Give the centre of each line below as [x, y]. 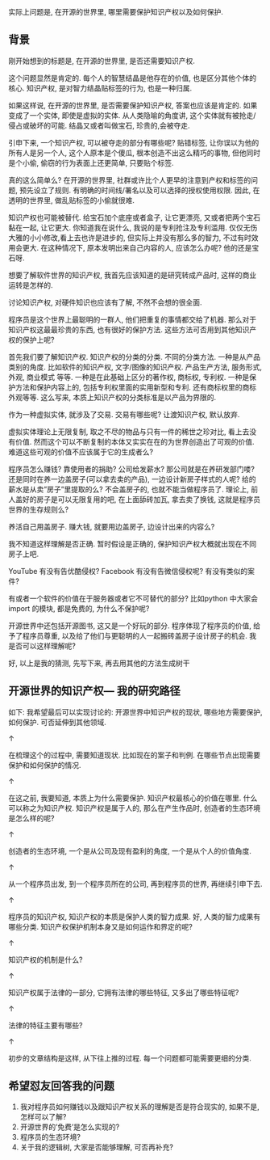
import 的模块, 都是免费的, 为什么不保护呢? [79, 608]
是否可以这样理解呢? [42, 646]
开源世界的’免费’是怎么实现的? [70, 1127]
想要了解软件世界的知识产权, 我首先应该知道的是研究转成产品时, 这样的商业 [132, 275]
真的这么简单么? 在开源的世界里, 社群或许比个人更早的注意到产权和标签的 [130, 179]
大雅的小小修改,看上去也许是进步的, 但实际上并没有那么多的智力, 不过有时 [130, 238]
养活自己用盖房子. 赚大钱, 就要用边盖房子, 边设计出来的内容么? [112, 526]
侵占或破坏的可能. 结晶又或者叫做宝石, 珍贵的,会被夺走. [100, 125]
